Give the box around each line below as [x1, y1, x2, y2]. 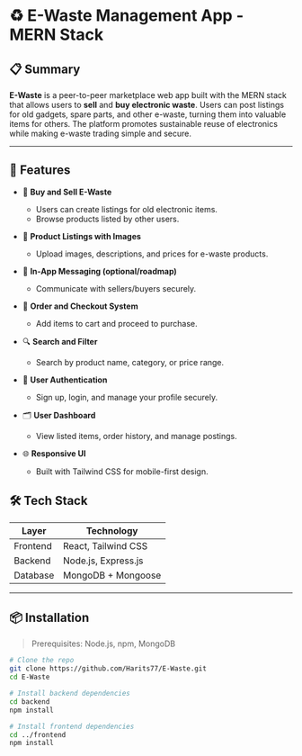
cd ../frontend [9, 730, 67, 739]
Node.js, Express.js [62, 554, 144, 567]
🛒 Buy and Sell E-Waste [22, 186, 112, 197]
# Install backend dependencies [9, 689, 130, 698]
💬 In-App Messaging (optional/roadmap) [22, 265, 177, 276]
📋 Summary [9, 61, 81, 76]
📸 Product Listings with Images [22, 230, 142, 241]
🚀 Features [9, 163, 71, 178]
